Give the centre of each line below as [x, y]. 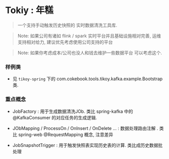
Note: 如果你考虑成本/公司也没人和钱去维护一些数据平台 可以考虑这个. [90, 53]
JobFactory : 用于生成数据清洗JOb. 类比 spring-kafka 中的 [73, 111]
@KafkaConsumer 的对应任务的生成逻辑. [55, 117]
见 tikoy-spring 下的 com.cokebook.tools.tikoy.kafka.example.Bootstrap [88, 79]
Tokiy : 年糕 [29, 10]
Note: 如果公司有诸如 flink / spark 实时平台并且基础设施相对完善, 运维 [89, 36]
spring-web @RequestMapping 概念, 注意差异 [66, 134]
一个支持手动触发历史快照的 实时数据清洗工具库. [67, 25]
